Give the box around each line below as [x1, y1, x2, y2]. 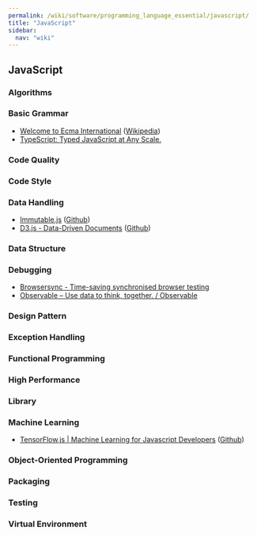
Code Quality [8, 154, 60, 165]
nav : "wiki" [15, 33, 55, 42]
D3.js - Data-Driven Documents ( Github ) [19, 224, 152, 232]
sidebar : [8, 26, 37, 34]
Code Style [8, 175, 52, 186]
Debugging [8, 264, 52, 275]
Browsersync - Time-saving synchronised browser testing [19, 282, 210, 292]
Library [8, 396, 37, 407]
